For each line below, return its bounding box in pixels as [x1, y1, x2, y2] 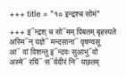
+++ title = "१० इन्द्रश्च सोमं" [9, 9, 101, 19]
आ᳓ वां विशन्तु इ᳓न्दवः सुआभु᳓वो [9, 46, 98, 57]
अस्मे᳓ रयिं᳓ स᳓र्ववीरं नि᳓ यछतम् [9, 56, 100, 67]
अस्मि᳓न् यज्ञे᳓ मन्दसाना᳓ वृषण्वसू [9, 37, 101, 46]
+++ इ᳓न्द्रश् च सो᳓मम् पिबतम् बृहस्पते [9, 27, 117, 37]
